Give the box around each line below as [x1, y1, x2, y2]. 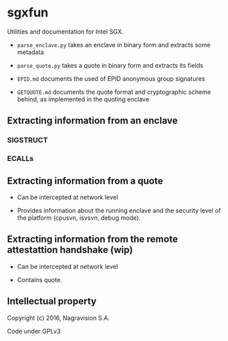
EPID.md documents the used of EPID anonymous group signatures [16, 74, 205, 83]
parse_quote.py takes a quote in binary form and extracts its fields [16, 61, 203, 69]
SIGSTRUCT [7, 136, 48, 145]
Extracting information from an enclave [7, 115, 178, 127]
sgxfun [7, 5, 49, 21]
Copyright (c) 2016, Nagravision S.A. [7, 314, 110, 322]
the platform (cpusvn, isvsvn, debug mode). [16, 214, 141, 222]
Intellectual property [7, 296, 97, 307]
